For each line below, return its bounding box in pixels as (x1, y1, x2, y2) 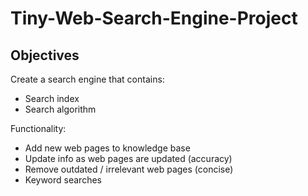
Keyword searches (24, 174, 102, 186)
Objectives (10, 47, 80, 64)
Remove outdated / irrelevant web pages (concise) (24, 163, 234, 175)
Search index (24, 93, 80, 104)
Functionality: (10, 123, 67, 134)
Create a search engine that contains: (10, 73, 165, 85)
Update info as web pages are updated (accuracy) (24, 153, 233, 164)
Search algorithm (24, 103, 97, 115)
